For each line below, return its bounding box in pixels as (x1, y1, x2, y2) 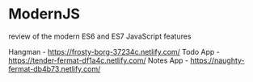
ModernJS (8, 5, 81, 23)
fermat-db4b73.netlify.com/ (8, 64, 101, 73)
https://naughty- (189, 55, 245, 65)
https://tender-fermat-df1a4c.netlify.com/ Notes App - (8, 55, 188, 65)
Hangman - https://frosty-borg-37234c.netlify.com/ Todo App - (8, 47, 221, 56)
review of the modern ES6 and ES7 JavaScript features (8, 31, 192, 41)
